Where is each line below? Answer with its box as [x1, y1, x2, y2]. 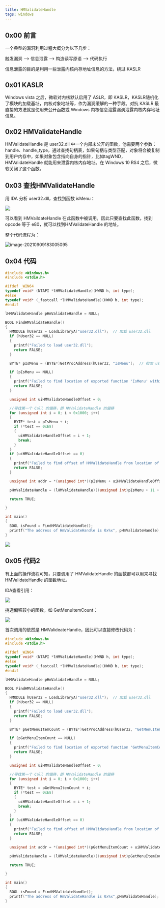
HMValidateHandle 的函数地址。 [5, 577, 70, 583]
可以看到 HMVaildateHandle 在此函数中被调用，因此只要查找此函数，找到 [5, 215, 153, 221]
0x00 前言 [5, 31, 37, 39]
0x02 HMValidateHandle [5, 127, 82, 136]
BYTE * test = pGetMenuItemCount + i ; [14, 785, 91, 790]
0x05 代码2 [5, 557, 40, 565]
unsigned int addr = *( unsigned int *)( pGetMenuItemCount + [9, 845, 133, 849]
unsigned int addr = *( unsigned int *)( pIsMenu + [9, 478, 111, 484]
